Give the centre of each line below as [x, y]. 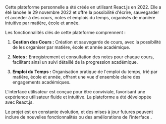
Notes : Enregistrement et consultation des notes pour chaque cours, [83, 57]
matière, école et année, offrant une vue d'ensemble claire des [76, 77]
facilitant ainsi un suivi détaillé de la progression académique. [75, 62]
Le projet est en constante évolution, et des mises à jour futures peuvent [79, 112]
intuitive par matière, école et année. [43, 23]
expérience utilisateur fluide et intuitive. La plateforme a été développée [79, 97]
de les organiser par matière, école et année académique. [71, 47]
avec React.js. [19, 102]
